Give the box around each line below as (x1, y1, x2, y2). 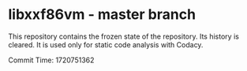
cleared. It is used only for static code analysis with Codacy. (8, 39, 204, 49)
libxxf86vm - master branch (8, 6, 196, 24)
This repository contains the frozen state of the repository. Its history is (8, 32, 239, 41)
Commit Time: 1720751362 (8, 55, 95, 65)
